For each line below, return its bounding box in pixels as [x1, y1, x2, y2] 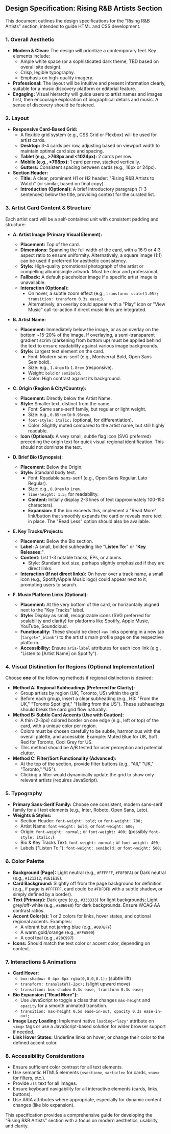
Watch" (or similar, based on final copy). [20, 181, 105, 187]
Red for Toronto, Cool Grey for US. [20, 739, 93, 745]
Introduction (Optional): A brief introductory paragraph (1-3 [20, 186, 147, 192]
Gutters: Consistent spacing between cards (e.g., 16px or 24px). [20, 164, 157, 170]
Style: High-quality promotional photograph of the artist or [20, 263, 144, 269]
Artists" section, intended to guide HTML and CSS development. [5, 23, 141, 29]
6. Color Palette [5, 858, 44, 865]
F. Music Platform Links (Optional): [12, 591, 88, 598]
